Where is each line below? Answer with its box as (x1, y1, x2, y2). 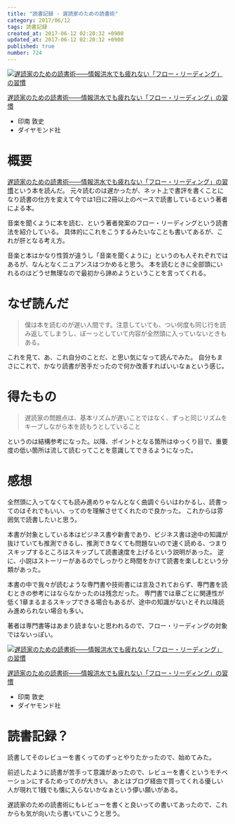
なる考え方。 (31, 236, 69, 244)
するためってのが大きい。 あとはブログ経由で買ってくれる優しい (37, 776, 223, 785)
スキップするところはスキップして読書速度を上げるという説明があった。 (7, 547, 216, 556)
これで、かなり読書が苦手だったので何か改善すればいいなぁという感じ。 (19, 361, 228, 370)
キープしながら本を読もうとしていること (24, 422, 142, 430)
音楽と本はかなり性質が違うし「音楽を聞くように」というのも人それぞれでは (7, 251, 229, 260)
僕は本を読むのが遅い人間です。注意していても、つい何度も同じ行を (24, 320, 220, 328)
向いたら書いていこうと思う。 (37, 809, 124, 818)
